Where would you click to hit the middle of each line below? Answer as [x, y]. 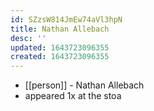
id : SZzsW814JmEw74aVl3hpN [66, 19]
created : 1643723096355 [60, 57]
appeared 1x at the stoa [73, 96]
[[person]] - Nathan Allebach [84, 85]
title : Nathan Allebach [60, 29]
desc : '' [28, 38]
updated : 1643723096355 [60, 47]
